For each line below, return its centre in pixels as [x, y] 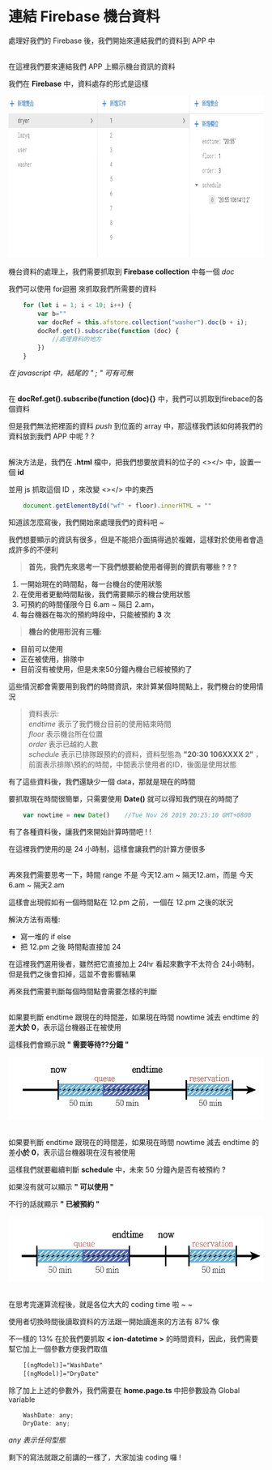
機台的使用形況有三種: [65, 631]
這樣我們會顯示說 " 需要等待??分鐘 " [69, 1044]
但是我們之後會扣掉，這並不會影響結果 [72, 974]
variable [22, 1399]
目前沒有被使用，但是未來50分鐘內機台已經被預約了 [106, 669]
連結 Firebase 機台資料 [84, 17]
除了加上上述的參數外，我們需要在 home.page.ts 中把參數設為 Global [124, 1390]
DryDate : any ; [47, 1424]
